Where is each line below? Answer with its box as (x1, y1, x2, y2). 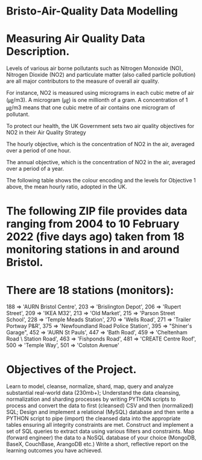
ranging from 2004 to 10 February (6, 217, 180, 231)
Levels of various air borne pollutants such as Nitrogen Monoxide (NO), (6, 65, 183, 72)
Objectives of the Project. (6, 363, 137, 377)
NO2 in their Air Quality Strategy (6, 129, 86, 136)
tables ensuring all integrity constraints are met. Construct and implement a (6, 421, 194, 429)
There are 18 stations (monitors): (6, 283, 174, 297)
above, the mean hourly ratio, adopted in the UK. (6, 183, 127, 191)
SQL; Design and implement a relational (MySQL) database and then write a (6, 409, 194, 416)
